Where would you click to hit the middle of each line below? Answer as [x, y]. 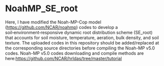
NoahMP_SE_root [41, 9]
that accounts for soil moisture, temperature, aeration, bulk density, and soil [82, 38]
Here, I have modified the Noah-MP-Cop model [53, 22]
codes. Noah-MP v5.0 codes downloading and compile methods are [75, 53]
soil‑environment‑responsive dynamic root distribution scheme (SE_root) [79, 32]
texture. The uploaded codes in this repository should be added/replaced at [82, 43]
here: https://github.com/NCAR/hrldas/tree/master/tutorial [63, 58]
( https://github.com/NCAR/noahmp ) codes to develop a [61, 27]
